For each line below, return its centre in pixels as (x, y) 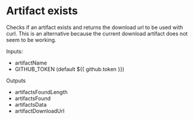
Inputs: (15, 51)
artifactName (31, 63)
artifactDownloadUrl (40, 111)
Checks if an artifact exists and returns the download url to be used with (95, 27)
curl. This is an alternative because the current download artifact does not (97, 33)
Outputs (16, 81)
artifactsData (31, 104)
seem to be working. (31, 40)
